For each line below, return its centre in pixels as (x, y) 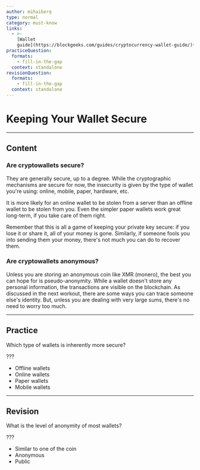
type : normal (22, 17)
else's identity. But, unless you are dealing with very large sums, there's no (98, 300)
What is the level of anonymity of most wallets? (64, 426)
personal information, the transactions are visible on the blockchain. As (93, 287)
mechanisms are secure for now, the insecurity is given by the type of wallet (100, 185)
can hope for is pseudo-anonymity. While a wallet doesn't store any (89, 281)
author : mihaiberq (29, 12)
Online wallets (32, 374)
